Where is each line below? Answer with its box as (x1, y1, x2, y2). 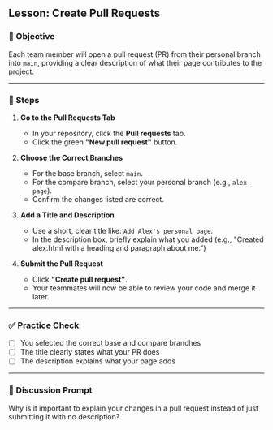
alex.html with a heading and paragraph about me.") (32, 243, 206, 252)
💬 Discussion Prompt (8, 385, 93, 396)
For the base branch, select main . (32, 168, 144, 178)
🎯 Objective (8, 31, 55, 42)
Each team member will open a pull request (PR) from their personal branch (8, 49, 262, 59)
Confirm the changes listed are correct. (32, 194, 165, 204)
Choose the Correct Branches (19, 153, 123, 162)
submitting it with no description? (8, 411, 120, 421)
